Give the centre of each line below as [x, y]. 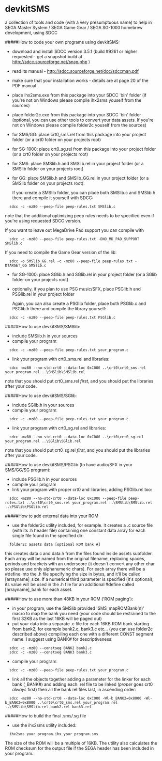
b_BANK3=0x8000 [20, 702]
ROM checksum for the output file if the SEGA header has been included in [80, 748]
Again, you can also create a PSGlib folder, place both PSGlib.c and [79, 303]
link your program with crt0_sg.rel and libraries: [59, 428]
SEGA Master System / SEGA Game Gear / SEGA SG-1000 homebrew [74, 27]
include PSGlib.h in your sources [44, 479]
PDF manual [24, 85]
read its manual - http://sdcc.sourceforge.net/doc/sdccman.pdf [75, 71]
